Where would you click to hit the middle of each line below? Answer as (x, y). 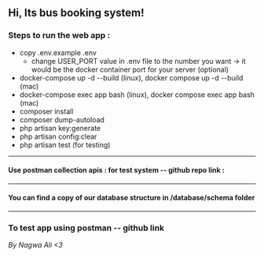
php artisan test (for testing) (65, 144)
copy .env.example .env (58, 52)
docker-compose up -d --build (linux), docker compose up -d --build (131, 77)
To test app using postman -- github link (86, 228)
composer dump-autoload (62, 119)
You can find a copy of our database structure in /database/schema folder (132, 198)
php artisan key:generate (60, 128)
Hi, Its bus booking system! (76, 13)
